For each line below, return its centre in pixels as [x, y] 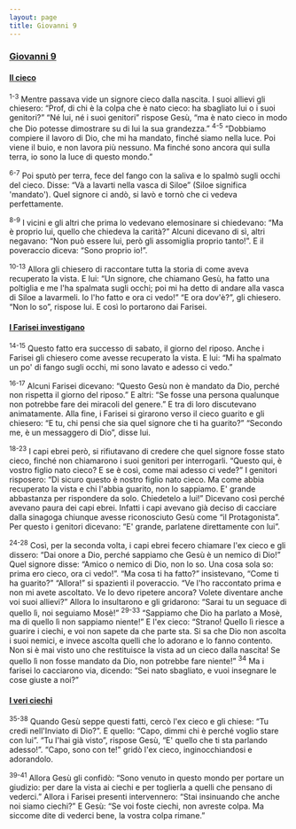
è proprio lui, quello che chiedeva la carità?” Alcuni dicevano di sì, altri [137, 232]
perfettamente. [36, 204]
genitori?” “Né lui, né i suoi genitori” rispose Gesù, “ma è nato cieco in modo [148, 118]
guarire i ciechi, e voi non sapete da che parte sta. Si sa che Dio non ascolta [148, 631]
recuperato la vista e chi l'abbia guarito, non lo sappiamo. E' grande [132, 489]
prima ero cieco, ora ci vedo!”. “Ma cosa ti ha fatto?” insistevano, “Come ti [144, 573]
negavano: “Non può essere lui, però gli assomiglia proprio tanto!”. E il [136, 241]
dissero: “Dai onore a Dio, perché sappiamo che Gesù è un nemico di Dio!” [145, 554]
